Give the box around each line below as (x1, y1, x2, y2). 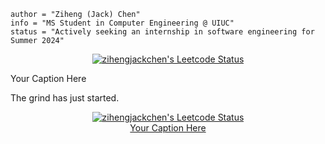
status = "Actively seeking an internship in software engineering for (10, 27, 315, 37)
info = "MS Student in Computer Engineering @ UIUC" (10, 18, 235, 28)
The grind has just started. (10, 92, 120, 104)
